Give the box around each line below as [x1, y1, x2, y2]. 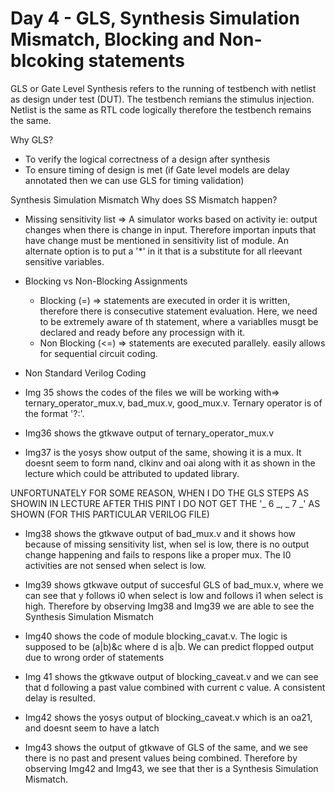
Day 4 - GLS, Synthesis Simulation [10, 7, 300, 30]
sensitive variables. [24, 255, 105, 267]
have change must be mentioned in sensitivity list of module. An [24, 234, 289, 246]
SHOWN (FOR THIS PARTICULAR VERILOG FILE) [10, 508, 210, 520]
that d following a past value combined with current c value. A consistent [24, 681, 326, 693]
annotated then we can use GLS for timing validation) [24, 174, 245, 186]
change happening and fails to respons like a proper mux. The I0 [24, 548, 292, 561]
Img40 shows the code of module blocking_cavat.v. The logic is [24, 630, 288, 642]
